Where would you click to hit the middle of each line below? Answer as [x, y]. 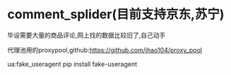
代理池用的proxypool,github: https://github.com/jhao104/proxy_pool [105, 50]
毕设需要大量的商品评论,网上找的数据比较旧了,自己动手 [87, 35]
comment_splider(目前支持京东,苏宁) [116, 14]
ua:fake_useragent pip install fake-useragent [72, 64]
